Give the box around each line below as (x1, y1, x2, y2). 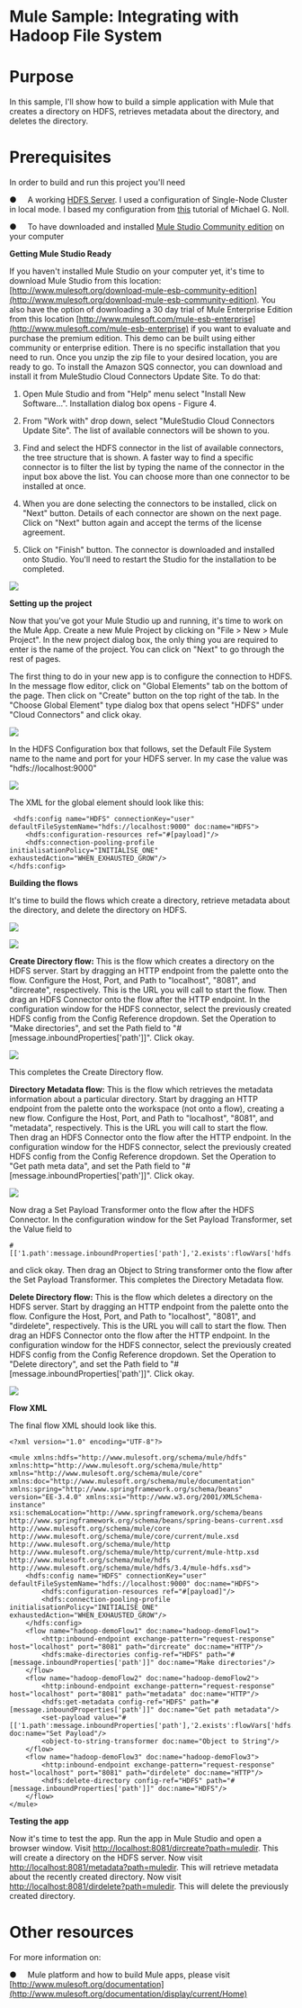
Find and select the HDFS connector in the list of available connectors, (22, 443, 284, 454)
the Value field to (9, 1224, 73, 1235)
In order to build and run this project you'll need (9, 177, 186, 188)
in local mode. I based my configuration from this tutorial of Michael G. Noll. (9, 204, 289, 215)
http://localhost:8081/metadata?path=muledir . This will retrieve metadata (9, 1862, 279, 1873)
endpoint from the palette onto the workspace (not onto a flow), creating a (9, 1103, 285, 1114)
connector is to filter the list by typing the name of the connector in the (22, 462, 285, 473)
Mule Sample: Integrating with (9, 6, 240, 27)
